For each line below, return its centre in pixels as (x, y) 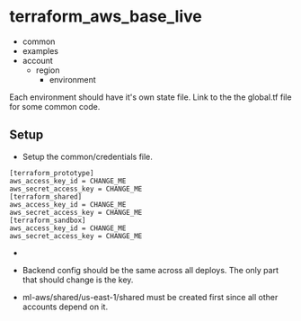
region (48, 70)
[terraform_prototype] (52, 173)
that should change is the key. (78, 280)
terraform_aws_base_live (106, 17)
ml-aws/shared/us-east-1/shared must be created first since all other (150, 297)
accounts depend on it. (65, 307)
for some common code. (55, 106)
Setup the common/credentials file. (87, 156)
